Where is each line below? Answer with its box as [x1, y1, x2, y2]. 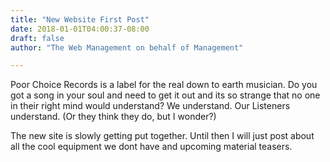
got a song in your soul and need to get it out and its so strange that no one [10, 89, 321, 101]
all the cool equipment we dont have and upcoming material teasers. [10, 141, 293, 153]
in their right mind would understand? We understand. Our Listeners [10, 100, 291, 112]
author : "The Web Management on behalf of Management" [10, 42, 244, 53]
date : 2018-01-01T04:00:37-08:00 [10, 24, 150, 34]
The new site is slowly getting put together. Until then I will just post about [10, 130, 315, 142]
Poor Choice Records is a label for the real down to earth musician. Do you [10, 79, 318, 91]
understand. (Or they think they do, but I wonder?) [10, 111, 217, 123]
